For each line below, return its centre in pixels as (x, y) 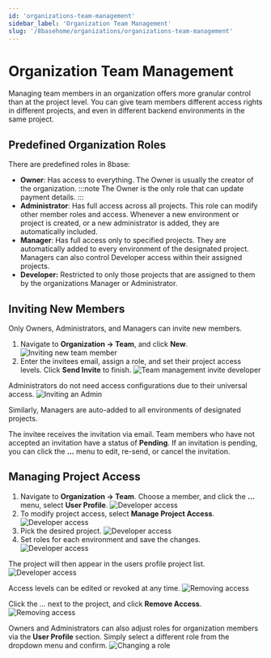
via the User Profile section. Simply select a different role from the (119, 636)
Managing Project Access (74, 477)
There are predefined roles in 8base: (70, 164)
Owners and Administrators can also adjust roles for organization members (133, 628)
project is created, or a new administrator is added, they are (120, 223)
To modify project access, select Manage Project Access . (117, 513)
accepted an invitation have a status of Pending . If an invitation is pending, (133, 442)
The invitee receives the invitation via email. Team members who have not (131, 434)
